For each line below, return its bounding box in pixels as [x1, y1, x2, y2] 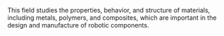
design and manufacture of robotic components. [7, 21, 149, 29]
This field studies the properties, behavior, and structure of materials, [7, 6, 210, 14]
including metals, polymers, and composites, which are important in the [7, 13, 217, 22]
